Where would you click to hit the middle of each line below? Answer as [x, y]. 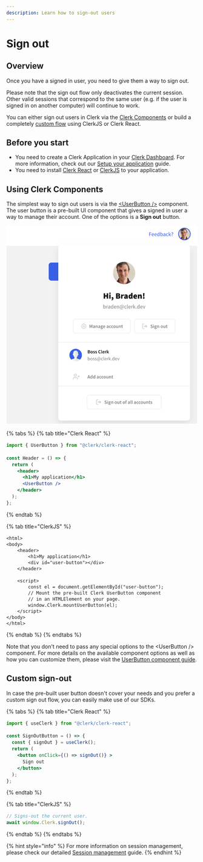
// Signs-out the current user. [47, 816]
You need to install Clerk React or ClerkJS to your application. [92, 170]
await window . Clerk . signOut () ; [46, 823]
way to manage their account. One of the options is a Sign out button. [93, 217]
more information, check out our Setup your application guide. [93, 164]
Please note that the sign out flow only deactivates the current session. [95, 92]
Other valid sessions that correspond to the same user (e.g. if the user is [97, 99]
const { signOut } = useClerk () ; [54, 743]
